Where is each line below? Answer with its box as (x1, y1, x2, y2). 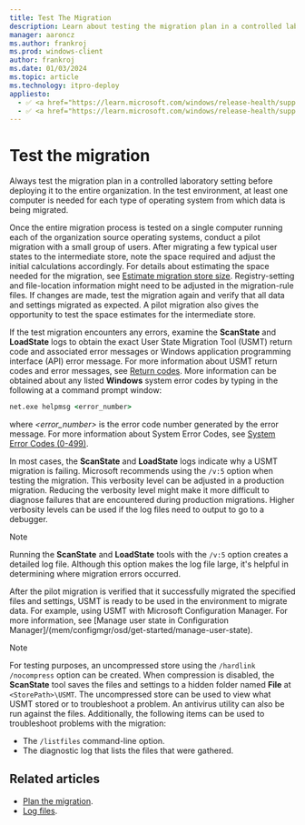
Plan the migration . (22, 795, 93, 806)
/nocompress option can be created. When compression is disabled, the (9, 669, 275, 680)
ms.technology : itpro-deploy (9, 81, 120, 90)
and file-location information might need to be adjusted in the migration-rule (9, 280, 294, 291)
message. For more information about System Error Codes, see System (9, 428, 276, 439)
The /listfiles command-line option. (22, 736, 165, 747)
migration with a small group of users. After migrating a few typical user (9, 242, 278, 253)
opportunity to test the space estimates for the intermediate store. (9, 309, 256, 320)
